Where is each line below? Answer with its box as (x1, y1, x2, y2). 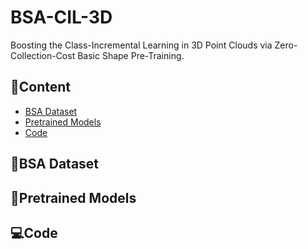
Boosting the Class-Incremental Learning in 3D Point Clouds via (10, 39, 273, 51)
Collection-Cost (10, 49, 76, 61)
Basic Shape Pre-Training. (77, 49, 185, 61)
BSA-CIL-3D (10, 6, 113, 29)
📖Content (10, 79, 72, 96)
